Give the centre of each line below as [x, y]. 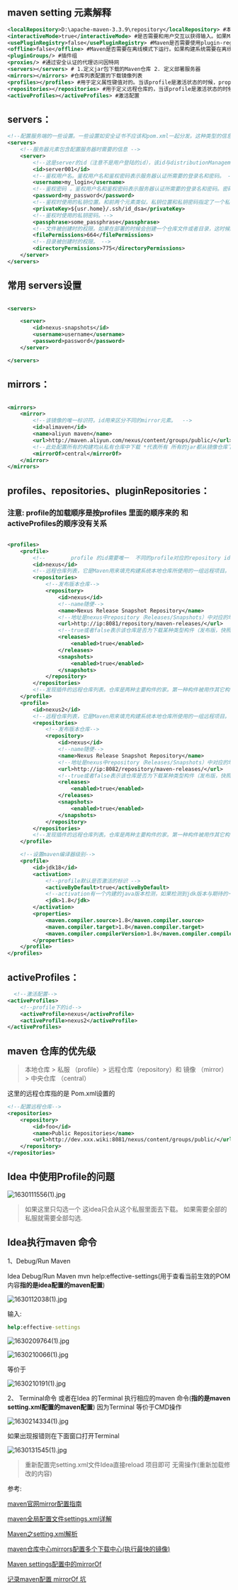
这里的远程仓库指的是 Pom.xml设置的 [61, 1093]
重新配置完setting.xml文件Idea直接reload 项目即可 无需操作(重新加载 [124, 1464]
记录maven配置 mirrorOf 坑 [47, 1579]
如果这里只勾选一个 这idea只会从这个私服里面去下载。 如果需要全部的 [126, 1209]
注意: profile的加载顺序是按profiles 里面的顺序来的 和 [98, 512]
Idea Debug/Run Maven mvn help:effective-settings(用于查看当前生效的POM [119, 1276]
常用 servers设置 [45, 286]
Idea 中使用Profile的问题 [61, 1177]
